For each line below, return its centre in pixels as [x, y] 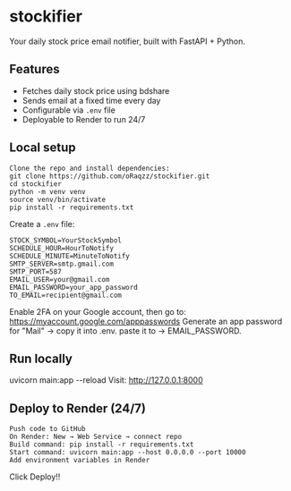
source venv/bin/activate [57, 199]
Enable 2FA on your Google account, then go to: [98, 311]
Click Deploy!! [35, 477]
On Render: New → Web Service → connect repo [95, 437]
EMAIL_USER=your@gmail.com [60, 279]
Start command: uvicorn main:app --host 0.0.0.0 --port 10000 [128, 453]
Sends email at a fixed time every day [91, 100]
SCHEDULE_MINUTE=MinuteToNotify [69, 256]
